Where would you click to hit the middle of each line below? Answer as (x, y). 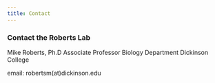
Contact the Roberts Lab (49, 37)
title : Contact (29, 13)
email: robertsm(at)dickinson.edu (54, 73)
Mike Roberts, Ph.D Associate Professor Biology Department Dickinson (108, 52)
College (18, 60)
